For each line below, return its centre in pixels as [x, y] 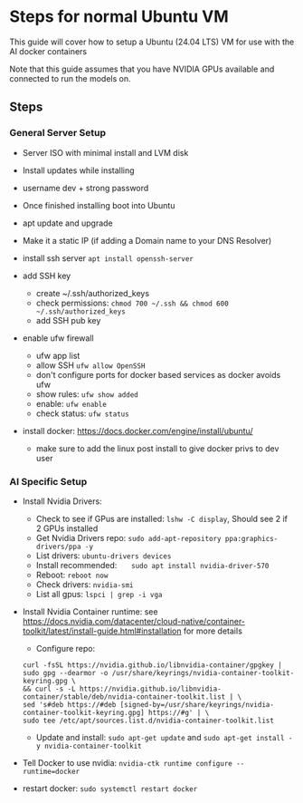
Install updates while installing [78, 170]
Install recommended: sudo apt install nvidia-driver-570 [152, 565]
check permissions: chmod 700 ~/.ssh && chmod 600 [132, 303]
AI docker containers [48, 51]
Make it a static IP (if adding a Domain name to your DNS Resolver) [147, 240]
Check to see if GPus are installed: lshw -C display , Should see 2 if [161, 518]
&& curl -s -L [49, 689]
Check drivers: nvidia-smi [85, 584]
